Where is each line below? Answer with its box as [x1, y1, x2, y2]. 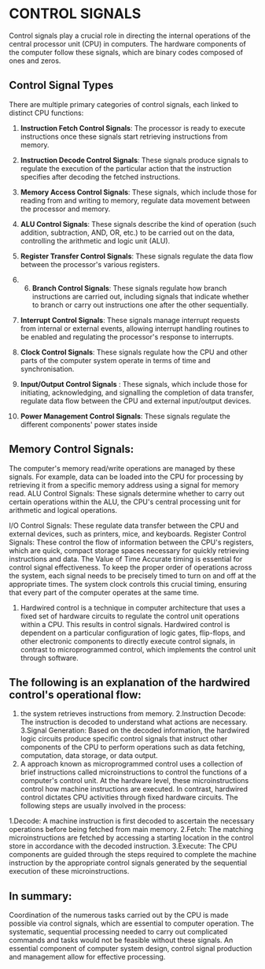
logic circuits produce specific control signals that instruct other [20, 734, 228, 744]
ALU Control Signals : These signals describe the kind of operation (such [20, 219, 256, 228]
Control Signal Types [9, 79, 114, 92]
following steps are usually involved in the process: [20, 801, 186, 811]
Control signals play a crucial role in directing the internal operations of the [9, 31, 251, 40]
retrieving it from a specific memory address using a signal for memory [9, 480, 239, 489]
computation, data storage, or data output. [20, 751, 158, 760]
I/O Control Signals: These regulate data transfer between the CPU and [9, 521, 239, 530]
